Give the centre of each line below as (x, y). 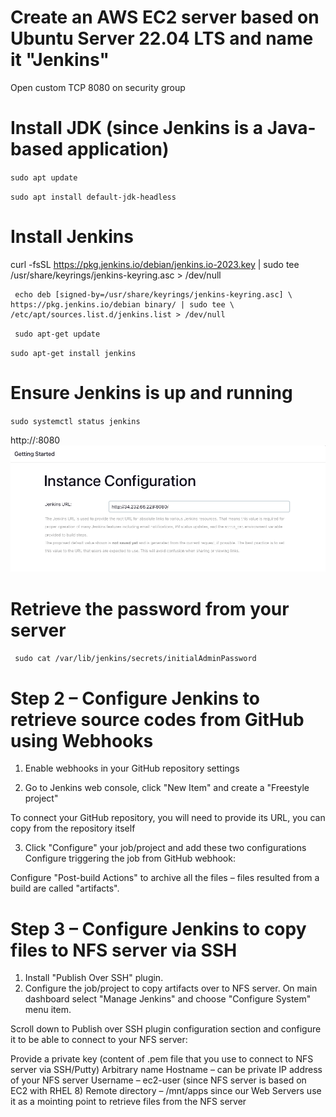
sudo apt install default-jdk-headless (93, 197)
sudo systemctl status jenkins (75, 421)
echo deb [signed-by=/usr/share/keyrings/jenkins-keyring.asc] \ (153, 294)
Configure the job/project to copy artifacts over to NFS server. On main (171, 988)
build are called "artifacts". (65, 888)
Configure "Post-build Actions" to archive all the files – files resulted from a (165, 878)
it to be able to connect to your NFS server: (99, 1040)
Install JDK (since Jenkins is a (137, 128)
